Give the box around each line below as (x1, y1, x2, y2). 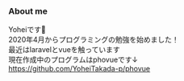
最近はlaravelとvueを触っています (8, 45, 120, 55)
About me (8, 6, 48, 17)
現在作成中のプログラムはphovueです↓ (8, 55, 139, 65)
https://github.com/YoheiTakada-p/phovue (8, 64, 151, 74)
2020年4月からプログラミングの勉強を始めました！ (8, 34, 179, 45)
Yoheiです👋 (8, 25, 46, 34)
